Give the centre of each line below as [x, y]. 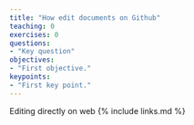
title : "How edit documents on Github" [85, 18]
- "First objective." [51, 69]
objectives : [32, 60]
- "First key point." [51, 85]
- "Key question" [42, 52]
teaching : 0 [32, 26]
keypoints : [30, 77]
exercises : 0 [34, 34]
